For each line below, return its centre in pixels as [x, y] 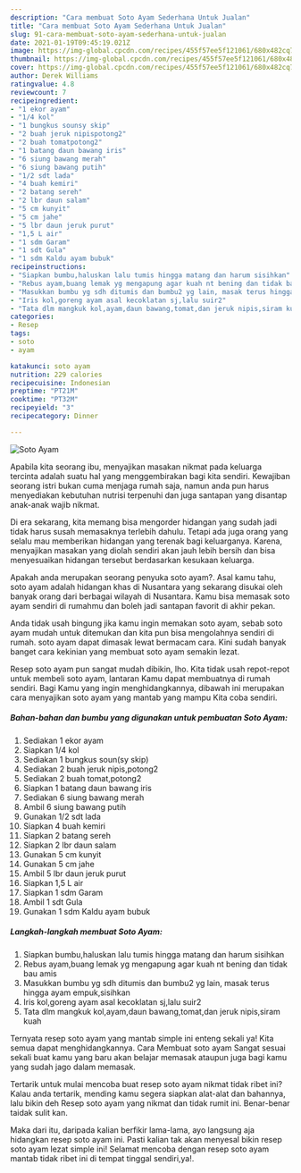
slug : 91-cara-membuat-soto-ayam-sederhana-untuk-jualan [118, 34]
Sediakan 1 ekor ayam [63, 740]
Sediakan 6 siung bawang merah [84, 797]
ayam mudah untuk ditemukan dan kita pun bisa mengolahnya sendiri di [142, 632]
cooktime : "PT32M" [44, 400]
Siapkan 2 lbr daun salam [70, 845]
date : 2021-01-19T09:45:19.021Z [70, 42]
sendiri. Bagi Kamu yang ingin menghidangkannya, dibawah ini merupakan [147, 688]
